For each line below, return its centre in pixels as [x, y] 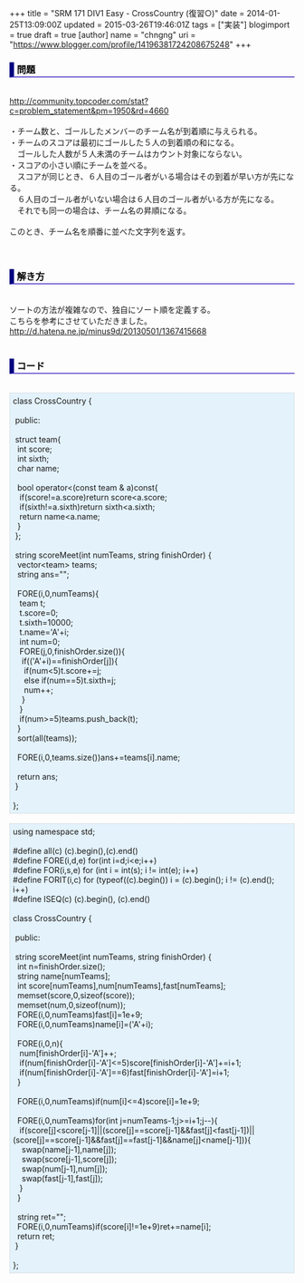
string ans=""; [43, 574]
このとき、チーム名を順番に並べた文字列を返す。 [100, 232]
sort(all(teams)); [47, 738]
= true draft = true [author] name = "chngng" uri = [103, 35]
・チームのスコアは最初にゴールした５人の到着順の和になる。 [124, 142]
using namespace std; [54, 831]
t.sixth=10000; [47, 622]
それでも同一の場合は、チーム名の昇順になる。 [104, 210]
